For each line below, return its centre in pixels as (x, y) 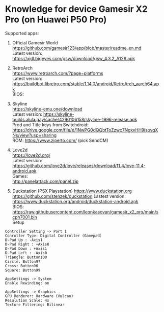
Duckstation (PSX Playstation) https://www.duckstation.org (72, 191)
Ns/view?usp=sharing (34, 135)
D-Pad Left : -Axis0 (26, 253)
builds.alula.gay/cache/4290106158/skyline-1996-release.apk (75, 119)
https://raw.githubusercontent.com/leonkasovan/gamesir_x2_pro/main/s (85, 212)
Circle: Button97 (23, 261)
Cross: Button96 (22, 266)
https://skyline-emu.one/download (47, 109)
